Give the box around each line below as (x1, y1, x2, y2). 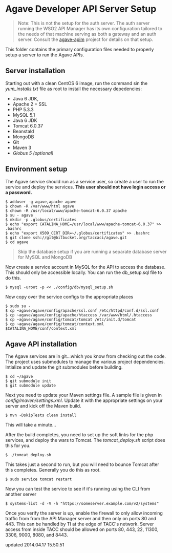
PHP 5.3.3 (12, 106, 34, 113)
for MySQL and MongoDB (17, 254, 73, 260)
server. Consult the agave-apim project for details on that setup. (17, 36, 154, 42)
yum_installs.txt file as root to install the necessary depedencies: (5, 86, 142, 92)
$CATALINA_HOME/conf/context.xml (5, 326, 77, 331)
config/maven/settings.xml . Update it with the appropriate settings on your (5, 397, 163, 403)
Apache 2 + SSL (12, 101, 47, 107)
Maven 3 (12, 144, 32, 151)
